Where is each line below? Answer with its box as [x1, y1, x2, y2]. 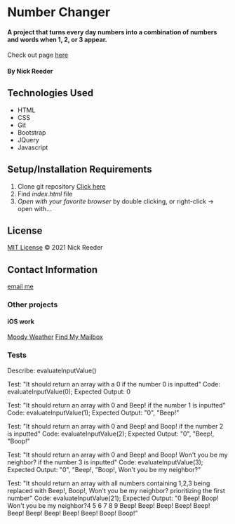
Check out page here [7, 51, 69, 60]
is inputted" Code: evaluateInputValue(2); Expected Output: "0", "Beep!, [7, 429, 215, 438]
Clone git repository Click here [17, 182, 107, 190]
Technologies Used [7, 87, 93, 99]
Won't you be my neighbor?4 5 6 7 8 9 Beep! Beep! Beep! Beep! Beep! [7, 501, 210, 509]
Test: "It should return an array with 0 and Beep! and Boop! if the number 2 [7, 422, 224, 430]
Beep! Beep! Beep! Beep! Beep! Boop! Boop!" [7, 509, 138, 517]
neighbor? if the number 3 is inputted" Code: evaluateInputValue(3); [7, 457, 203, 466]
